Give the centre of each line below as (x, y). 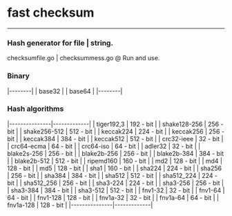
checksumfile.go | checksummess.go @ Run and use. (84, 58)
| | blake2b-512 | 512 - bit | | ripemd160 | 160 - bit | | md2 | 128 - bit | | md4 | (115, 161)
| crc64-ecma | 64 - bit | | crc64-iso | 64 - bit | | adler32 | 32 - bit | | (104, 146)
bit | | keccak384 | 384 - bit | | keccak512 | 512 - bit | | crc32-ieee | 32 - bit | (115, 138)
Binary (18, 76)
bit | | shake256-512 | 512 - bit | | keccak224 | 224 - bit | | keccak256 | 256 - (116, 131)
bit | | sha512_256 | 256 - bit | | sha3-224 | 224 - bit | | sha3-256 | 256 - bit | (116, 183)
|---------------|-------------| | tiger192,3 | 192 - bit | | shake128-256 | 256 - (115, 124)
